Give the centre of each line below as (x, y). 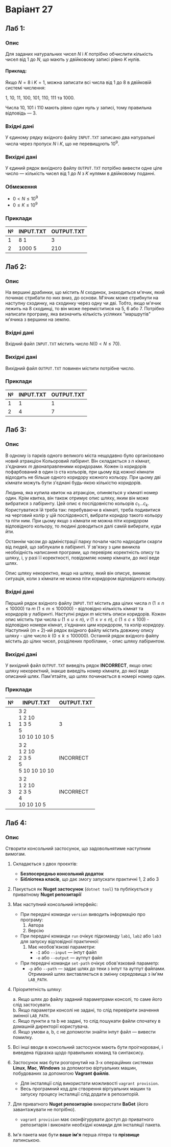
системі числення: (26, 88)
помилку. (23, 1037)
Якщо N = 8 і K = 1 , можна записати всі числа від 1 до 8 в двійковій (78, 82)
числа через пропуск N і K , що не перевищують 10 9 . (62, 143)
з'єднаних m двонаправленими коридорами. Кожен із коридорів (76, 466)
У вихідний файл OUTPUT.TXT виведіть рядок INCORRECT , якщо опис (79, 665)
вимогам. (16, 854)
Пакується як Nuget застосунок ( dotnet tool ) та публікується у (82, 889)
